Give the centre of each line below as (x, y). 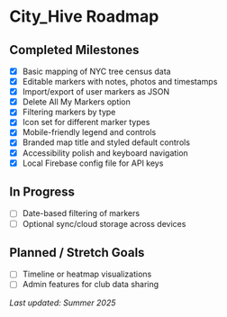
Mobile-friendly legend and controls (89, 132)
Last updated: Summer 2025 (63, 303)
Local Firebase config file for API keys (93, 163)
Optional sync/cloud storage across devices (104, 223)
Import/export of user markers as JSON (96, 92)
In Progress (42, 192)
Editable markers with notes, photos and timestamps (120, 82)
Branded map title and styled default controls (106, 142)
